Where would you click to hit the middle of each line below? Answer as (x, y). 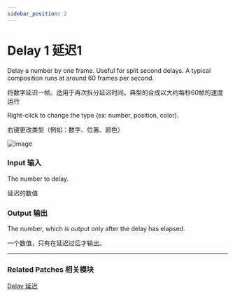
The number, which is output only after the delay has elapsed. (96, 229)
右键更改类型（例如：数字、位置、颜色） (65, 130)
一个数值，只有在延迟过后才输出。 (56, 243)
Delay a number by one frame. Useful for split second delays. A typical (109, 70)
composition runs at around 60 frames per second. (81, 78)
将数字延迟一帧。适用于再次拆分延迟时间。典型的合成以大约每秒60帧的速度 (115, 92)
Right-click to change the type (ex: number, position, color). (93, 115)
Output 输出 (27, 213)
